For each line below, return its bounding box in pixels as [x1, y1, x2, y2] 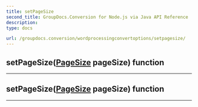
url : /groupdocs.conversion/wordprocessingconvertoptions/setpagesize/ [6, 36, 186, 42]
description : [6, 19, 38, 25]
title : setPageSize [6, 8, 54, 15]
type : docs [6, 25, 33, 31]
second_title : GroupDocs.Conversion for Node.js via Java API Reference [6, 14, 189, 20]
